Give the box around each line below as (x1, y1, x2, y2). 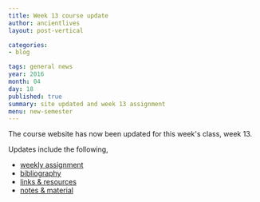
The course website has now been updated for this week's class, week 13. (8, 129, 253, 139)
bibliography (19, 168, 61, 178)
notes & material (19, 185, 74, 196)
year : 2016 (8, 70, 45, 78)
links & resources (19, 177, 77, 187)
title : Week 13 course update (8, 11, 109, 20)
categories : (8, 41, 48, 49)
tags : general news (8, 63, 73, 71)
